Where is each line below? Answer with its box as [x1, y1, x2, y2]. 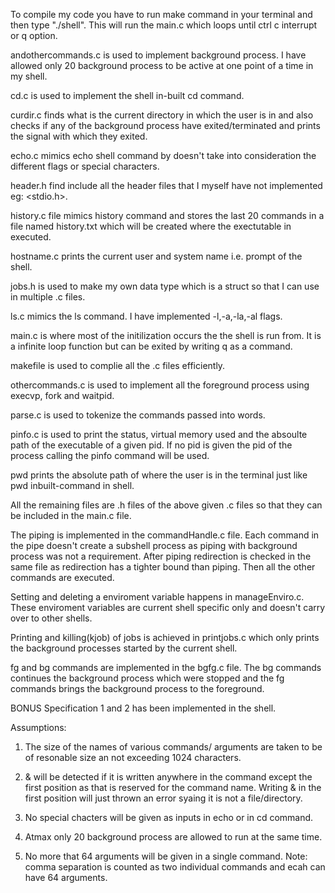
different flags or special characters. [10, 160, 160, 172]
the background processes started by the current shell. [10, 642, 238, 654]
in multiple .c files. [10, 291, 86, 303]
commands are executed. [10, 572, 115, 583]
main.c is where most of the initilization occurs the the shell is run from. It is [10, 330, 322, 341]
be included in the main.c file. [10, 510, 132, 521]
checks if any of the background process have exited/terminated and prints [10, 120, 321, 131]
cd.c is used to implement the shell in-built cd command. [10, 90, 245, 101]
